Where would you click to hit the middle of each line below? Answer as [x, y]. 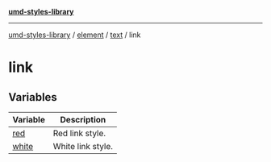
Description [83, 120]
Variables [33, 97]
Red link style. [79, 133]
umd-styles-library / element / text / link [75, 35]
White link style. [83, 146]
